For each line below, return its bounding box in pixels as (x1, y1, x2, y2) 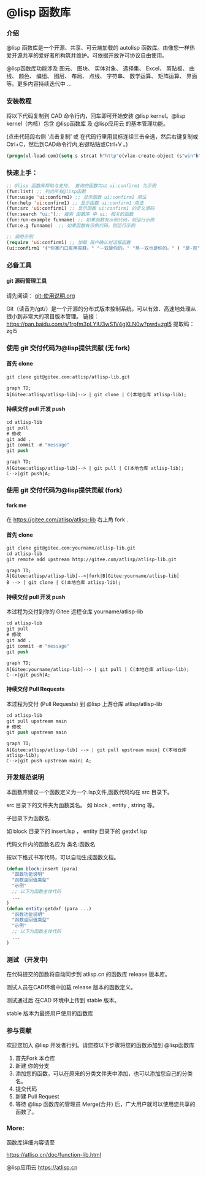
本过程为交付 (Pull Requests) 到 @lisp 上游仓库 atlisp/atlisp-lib (6, 700, 162, 707)
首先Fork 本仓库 (15, 1054, 56, 1062)
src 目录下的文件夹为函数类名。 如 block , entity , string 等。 (6, 801, 158, 808)
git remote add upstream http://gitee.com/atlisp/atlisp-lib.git (6, 556, 177, 563)
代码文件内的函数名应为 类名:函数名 (6, 840, 96, 848)
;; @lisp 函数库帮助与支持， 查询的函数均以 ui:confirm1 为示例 (6, 182, 156, 189)
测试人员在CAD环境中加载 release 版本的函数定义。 (6, 984, 136, 991)
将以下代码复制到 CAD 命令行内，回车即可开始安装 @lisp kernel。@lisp (6, 112, 186, 120)
